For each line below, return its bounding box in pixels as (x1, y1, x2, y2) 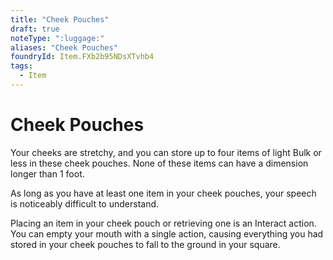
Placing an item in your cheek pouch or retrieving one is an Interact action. (10, 217, 317, 229)
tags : (10, 61, 33, 71)
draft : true (10, 24, 60, 34)
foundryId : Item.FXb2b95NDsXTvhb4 (10, 52, 155, 62)
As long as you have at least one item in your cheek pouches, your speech (10, 187, 317, 199)
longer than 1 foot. (10, 167, 85, 180)
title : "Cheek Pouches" (10, 14, 110, 25)
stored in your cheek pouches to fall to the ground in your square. (10, 238, 281, 250)
